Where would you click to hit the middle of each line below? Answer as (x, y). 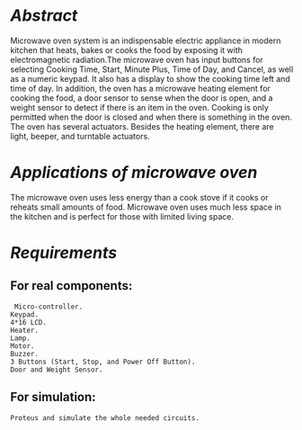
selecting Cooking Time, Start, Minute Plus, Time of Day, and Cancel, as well (152, 69)
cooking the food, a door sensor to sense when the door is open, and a (142, 98)
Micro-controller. (49, 307)
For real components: (71, 286)
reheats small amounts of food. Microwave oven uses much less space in (146, 207)
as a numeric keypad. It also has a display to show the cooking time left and (150, 78)
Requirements (64, 253)
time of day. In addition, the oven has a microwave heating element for (140, 88)
